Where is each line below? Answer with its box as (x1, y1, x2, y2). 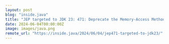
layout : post (5, 7, 33, 13)
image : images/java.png (5, 26, 55, 31)
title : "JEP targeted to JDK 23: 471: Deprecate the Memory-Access (5, 17, 150, 22)
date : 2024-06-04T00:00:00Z (5, 21, 64, 27)
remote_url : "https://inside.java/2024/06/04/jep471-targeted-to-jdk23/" (5, 31, 163, 36)
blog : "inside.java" (5, 12, 49, 17)
